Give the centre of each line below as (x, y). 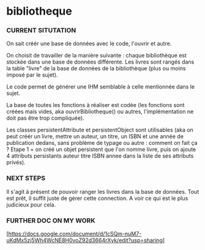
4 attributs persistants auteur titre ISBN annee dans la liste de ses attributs (100, 156)
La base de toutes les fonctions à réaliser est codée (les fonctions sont (95, 105)
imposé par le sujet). (32, 75)
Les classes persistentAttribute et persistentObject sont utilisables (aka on (100, 130)
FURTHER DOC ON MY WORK (51, 220)
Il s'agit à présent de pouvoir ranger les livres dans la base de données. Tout (103, 191)
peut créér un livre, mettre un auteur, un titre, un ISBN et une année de (95, 136)
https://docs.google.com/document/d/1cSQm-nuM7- (75, 234)
